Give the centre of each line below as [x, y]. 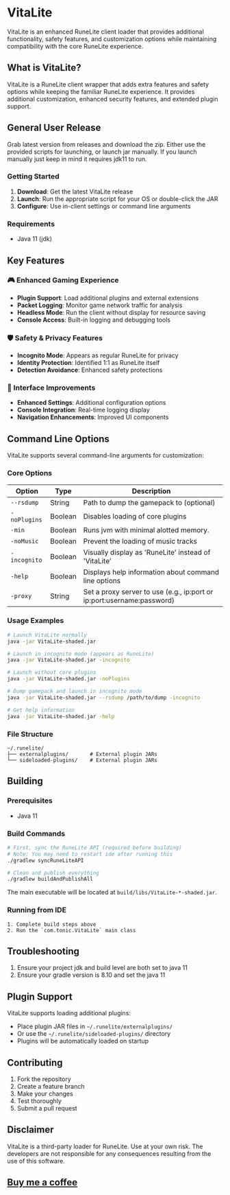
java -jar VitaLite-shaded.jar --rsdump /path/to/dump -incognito [104, 698]
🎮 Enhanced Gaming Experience [63, 281]
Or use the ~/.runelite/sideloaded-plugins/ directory [94, 1034]
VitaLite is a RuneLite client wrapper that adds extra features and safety [108, 84]
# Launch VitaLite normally [47, 635]
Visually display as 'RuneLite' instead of [147, 552]
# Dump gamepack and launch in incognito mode [75, 691]
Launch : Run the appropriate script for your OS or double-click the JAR [117, 199]
